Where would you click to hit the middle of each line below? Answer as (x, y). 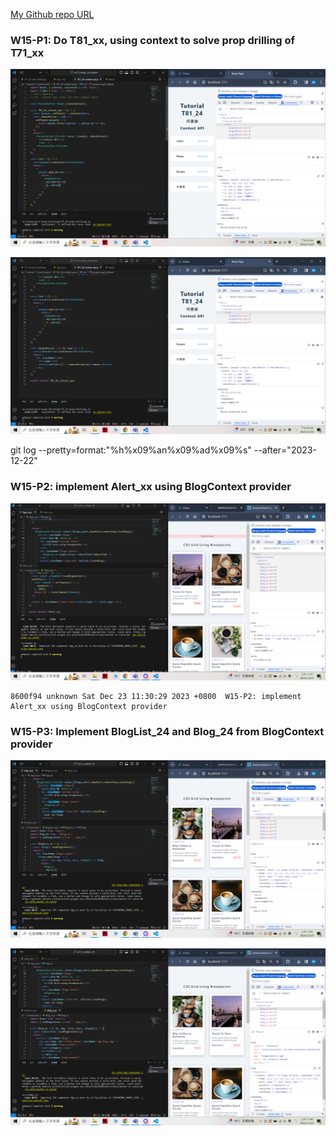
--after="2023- (285, 450)
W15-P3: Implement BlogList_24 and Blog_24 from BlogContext (167, 732)
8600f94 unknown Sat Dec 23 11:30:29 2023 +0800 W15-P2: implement (156, 697)
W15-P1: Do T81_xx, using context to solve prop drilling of (153, 40)
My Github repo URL (52, 14)
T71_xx (27, 52)
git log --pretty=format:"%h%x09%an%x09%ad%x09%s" (131, 450)
